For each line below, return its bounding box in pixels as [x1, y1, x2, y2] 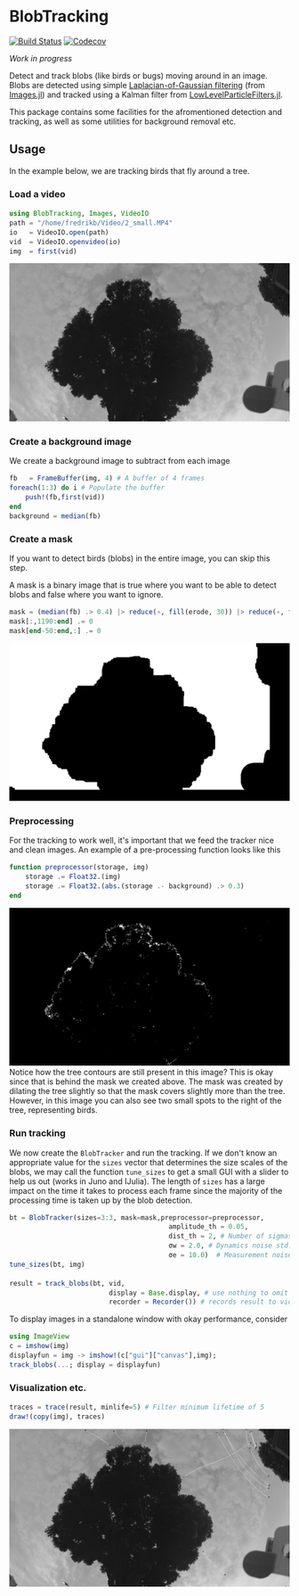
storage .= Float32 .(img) [25, 872, 122, 882]
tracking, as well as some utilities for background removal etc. [9, 116, 237, 127]
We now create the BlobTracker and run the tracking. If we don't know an [9, 1148, 278, 1158]
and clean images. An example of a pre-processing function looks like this [9, 844, 281, 855]
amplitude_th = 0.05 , [168, 1222, 249, 1231]
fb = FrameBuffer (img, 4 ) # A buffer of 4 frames [9, 474, 205, 483]
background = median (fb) [9, 511, 101, 521]
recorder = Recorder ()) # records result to [108, 1297, 277, 1307]
